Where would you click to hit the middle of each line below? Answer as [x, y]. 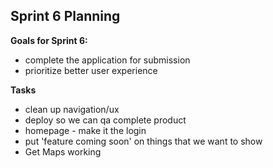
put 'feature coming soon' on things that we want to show [143, 141]
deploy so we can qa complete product [105, 120]
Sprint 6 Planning [65, 16]
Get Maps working [63, 151]
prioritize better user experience [91, 70]
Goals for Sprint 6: [49, 40]
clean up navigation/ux [72, 109]
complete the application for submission [107, 60]
